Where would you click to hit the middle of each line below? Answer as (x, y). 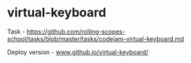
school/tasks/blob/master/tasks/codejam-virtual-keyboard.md (95, 38)
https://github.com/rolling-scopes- (76, 32)
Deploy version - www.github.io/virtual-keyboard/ (78, 52)
